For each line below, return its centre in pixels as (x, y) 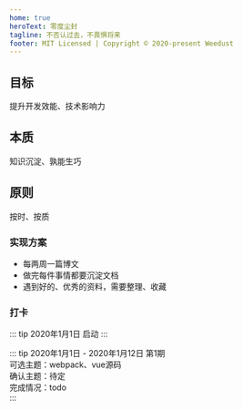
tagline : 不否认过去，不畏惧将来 (65, 35)
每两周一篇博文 (51, 263)
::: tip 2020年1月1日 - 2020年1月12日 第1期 (87, 354)
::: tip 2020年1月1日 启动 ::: (59, 334)
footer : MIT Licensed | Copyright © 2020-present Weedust (121, 43)
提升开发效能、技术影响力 (57, 107)
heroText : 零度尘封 (44, 26)
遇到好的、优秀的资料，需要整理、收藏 (94, 286)
